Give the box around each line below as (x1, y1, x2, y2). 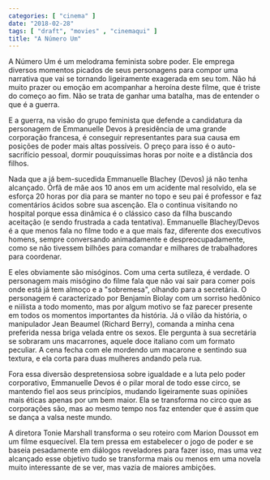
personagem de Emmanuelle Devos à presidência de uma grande (8, 124, 227, 134)
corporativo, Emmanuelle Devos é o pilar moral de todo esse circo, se (8, 378, 241, 388)
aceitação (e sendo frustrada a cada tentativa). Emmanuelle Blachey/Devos (8, 217, 259, 227)
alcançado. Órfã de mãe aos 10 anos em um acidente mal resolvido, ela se (8, 183, 257, 193)
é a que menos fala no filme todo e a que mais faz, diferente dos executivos (8, 226, 262, 236)
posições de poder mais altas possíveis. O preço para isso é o (8, 141, 216, 151)
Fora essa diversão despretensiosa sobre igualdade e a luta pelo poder (8, 370, 246, 379)
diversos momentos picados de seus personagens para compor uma (8, 66, 238, 75)
